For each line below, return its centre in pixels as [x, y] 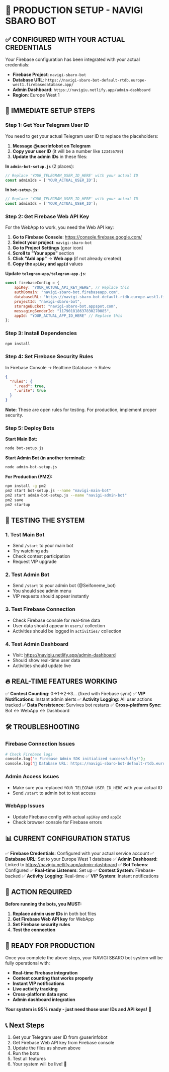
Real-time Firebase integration [45, 973]
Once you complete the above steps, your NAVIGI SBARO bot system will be [84, 958]
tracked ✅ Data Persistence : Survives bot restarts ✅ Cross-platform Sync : [83, 705]
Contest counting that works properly [53, 978]
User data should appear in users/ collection [59, 625]
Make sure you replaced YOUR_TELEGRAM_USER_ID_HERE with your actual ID [87, 787]
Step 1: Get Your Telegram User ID [47, 125]
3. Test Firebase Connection [40, 609]
